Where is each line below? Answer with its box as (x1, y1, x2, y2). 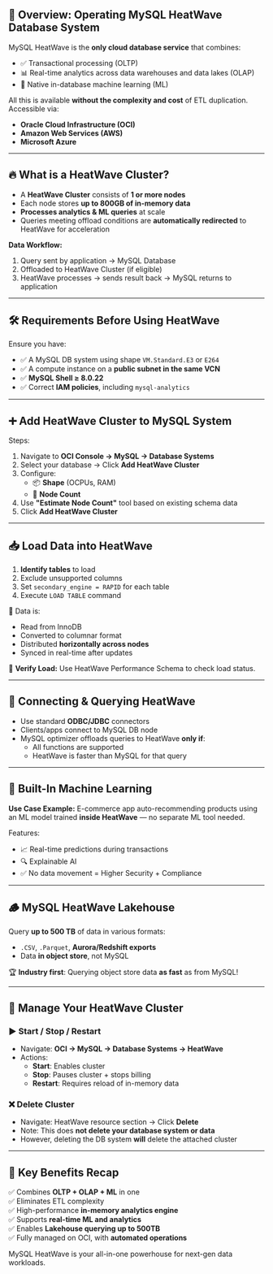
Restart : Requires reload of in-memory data (32, 1078, 180, 1089)
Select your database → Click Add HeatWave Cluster (19, 460, 200, 470)
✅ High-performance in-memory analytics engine (8, 1206, 179, 1215)
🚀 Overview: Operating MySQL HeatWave (8, 8, 223, 22)
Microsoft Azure (19, 136, 77, 146)
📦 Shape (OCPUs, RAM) (32, 478, 116, 487)
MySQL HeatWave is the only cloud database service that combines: (8, 42, 241, 52)
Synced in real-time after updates (19, 648, 133, 658)
